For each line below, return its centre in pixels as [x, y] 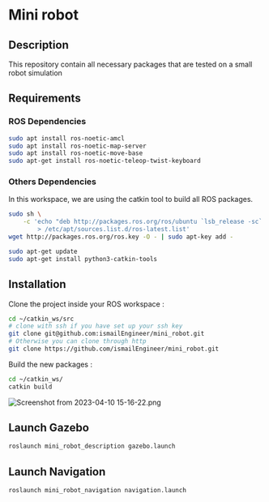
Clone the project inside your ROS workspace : [86, 304]
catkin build [30, 387]
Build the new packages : [51, 364]
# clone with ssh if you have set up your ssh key [96, 326]
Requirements [45, 99]
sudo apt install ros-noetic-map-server [78, 146]
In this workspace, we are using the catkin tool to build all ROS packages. [131, 200]
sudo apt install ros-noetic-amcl [67, 138]
